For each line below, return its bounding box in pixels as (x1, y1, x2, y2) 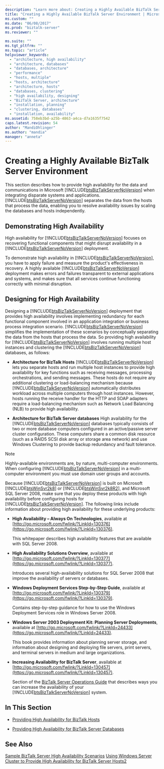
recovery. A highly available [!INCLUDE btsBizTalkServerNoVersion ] (5, 265, 140, 271)
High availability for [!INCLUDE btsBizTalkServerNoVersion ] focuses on (5, 235, 146, 241)
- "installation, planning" (9, 102, 67, 108)
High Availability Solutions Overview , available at (12, 550, 113, 556)
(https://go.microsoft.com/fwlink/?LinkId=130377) (12, 561, 113, 566)
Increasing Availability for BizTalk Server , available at (12, 659, 122, 665)
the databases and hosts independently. (5, 208, 86, 214)
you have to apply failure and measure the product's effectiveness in (5, 260, 143, 266)
